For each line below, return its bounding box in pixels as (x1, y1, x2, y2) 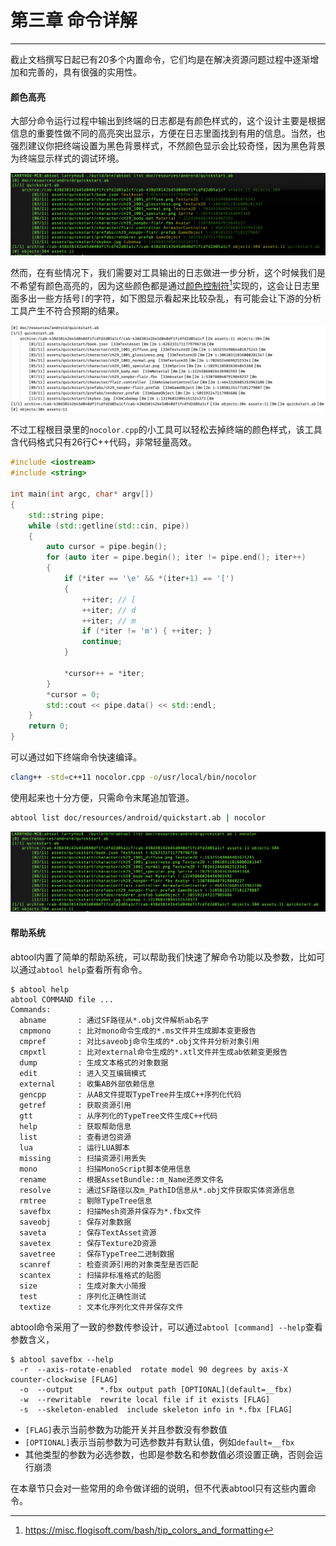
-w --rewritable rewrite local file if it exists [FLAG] (19, 1394, 271, 1405)
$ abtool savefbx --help (10, 1354, 114, 1365)
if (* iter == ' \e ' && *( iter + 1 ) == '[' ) (63, 574, 235, 584)
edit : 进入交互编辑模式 (19, 1068, 147, 1078)
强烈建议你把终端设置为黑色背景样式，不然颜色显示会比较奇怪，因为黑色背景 (10, 140, 326, 152)
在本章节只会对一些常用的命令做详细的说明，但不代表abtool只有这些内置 (10, 1482, 308, 1494)
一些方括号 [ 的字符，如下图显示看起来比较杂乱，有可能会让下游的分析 (36, 292, 322, 304)
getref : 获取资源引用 (19, 1100, 132, 1110)
